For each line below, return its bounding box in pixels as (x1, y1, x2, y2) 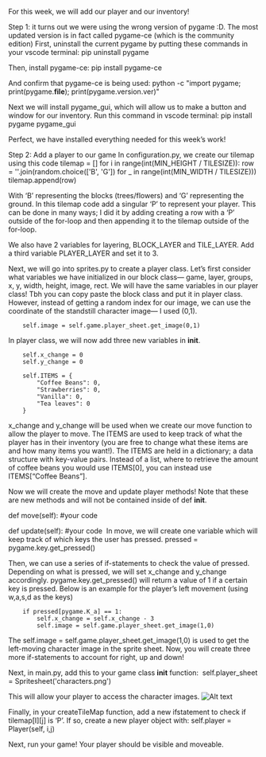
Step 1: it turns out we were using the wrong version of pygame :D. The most (8, 22, 259, 31)
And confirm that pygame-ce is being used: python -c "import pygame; (8, 79, 241, 88)
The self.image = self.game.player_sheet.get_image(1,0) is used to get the (8, 636, 250, 645)
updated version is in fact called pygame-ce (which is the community (8, 31, 234, 40)
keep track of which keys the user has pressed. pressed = (8, 535, 199, 544)
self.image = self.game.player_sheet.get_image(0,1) (22, 322, 201, 330)
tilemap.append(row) (8, 175, 77, 185)
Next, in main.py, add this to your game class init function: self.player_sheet (8, 668, 258, 677)
